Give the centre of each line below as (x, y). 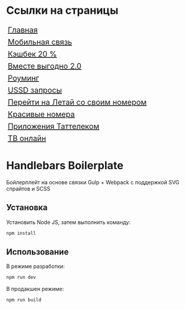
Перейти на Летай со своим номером (77, 102)
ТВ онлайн (27, 138)
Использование (38, 251)
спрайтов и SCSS (28, 189)
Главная (23, 30)
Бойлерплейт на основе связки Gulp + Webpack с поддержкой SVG (93, 182)
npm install (21, 233)
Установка (27, 208)
